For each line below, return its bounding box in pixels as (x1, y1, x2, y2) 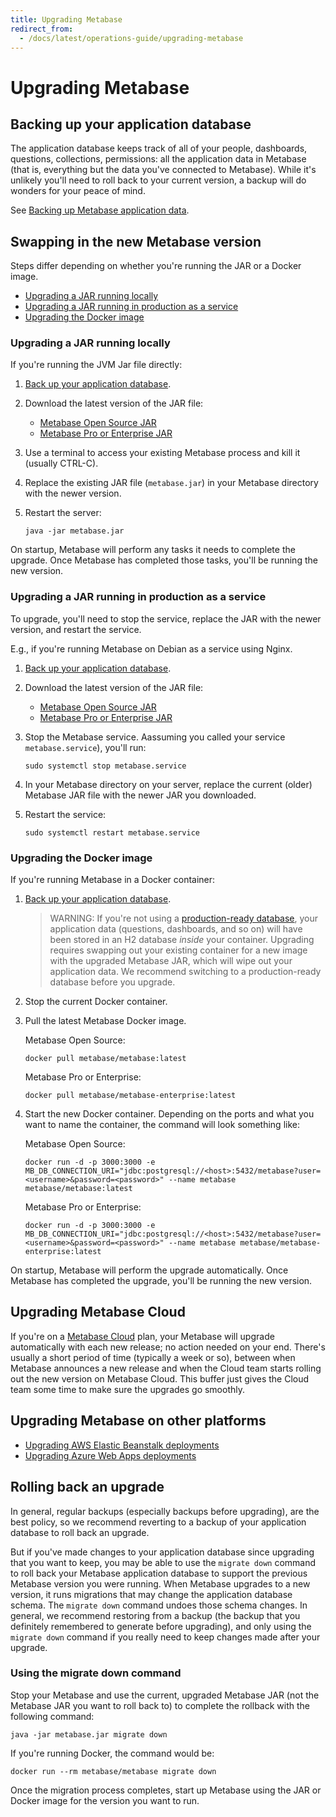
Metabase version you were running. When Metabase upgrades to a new (10, 1577, 311, 1590)
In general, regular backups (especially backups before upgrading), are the (10, 1505, 320, 1517)
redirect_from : (10, 24, 74, 34)
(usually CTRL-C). (24, 457, 99, 470)
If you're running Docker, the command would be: (10, 1747, 215, 1759)
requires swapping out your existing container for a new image (49, 944, 308, 956)
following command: (10, 1710, 95, 1722)
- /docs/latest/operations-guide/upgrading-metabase (19, 33, 244, 43)
